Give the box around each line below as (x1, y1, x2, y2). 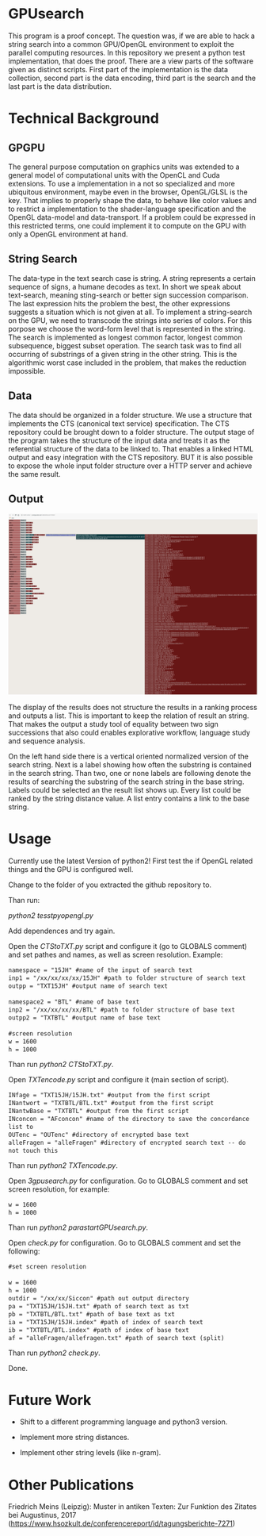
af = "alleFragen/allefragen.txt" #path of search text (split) (8, 1334, 225, 1342)
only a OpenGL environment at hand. (8, 229, 128, 239)
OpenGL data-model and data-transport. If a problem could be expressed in (8, 212, 256, 222)
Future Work (8, 1391, 92, 1409)
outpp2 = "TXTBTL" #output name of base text (8, 1013, 161, 1022)
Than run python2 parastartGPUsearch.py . (8, 1223, 149, 1232)
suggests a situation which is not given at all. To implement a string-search (8, 307, 253, 317)
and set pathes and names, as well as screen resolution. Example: (8, 950, 223, 959)
